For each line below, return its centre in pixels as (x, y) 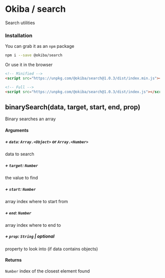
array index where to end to (33, 225)
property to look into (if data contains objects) (52, 249)
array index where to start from (37, 201)
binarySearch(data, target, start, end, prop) (73, 107)
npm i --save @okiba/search (34, 55)
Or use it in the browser (29, 65)
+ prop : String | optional (30, 236)
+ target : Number (22, 165)
